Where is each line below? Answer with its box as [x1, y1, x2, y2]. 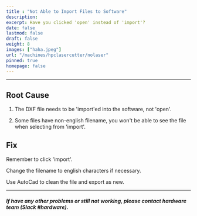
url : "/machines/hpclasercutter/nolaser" [6, 52, 109, 58]
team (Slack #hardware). [6, 203, 69, 211]
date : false [6, 25, 35, 31]
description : [6, 14, 38, 20]
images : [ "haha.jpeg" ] [6, 47, 62, 53]
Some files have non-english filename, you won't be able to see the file [14, 117, 186, 124]
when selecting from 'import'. [14, 124, 86, 131]
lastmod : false [6, 30, 43, 36]
